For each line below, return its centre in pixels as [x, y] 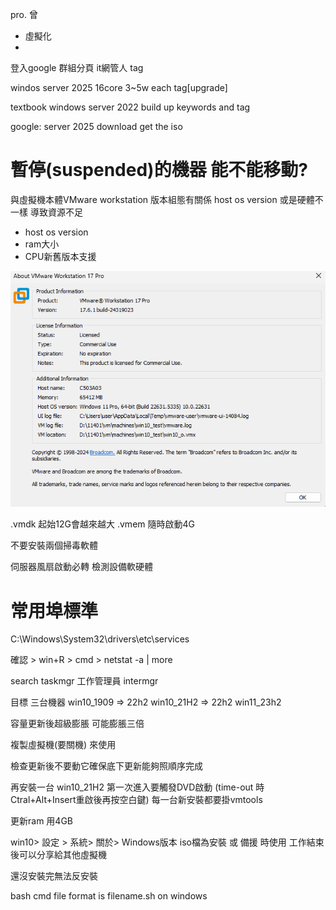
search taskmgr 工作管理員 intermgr [84, 681]
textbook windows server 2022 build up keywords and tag [130, 107]
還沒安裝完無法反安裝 [54, 876]
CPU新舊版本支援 [60, 256]
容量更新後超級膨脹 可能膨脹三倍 [77, 724]
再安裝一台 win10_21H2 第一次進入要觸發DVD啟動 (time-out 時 [137, 787]
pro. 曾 [24, 14]
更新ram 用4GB [41, 821]
